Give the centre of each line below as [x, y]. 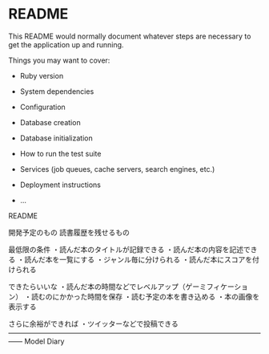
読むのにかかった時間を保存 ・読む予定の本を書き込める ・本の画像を [145, 296]
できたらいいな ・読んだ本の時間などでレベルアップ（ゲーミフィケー [121, 287]
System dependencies [57, 91]
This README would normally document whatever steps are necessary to [130, 36]
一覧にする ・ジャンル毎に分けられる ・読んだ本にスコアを [156, 259]
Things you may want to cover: [59, 60]
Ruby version [42, 75]
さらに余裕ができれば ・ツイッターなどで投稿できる [93, 323]
